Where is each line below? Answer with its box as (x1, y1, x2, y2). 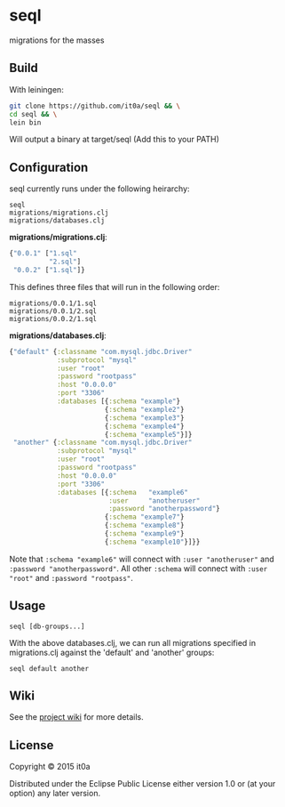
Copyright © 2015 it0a (9, 762, 91, 772)
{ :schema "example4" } (104, 422, 185, 431)
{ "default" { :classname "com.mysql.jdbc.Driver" (9, 347, 193, 356)
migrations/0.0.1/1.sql (9, 299, 98, 308)
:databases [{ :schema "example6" (56, 488, 189, 496)
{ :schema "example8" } (104, 521, 185, 530)
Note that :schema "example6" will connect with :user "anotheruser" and (9, 553, 275, 564)
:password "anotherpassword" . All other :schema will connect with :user (9, 562, 268, 574)
